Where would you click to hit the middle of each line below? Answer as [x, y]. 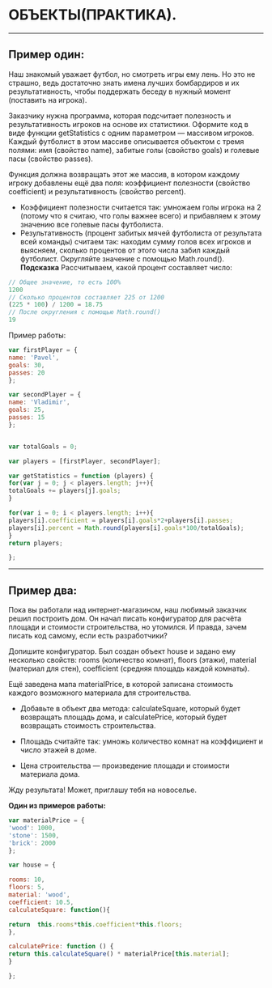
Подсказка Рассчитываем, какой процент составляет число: [126, 267]
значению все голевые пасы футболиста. [91, 224]
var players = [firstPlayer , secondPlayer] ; [85, 461]
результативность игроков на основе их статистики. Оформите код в [128, 124]
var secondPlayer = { [45, 395]
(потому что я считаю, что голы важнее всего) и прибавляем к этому [140, 215]
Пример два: [42, 590]
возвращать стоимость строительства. [88, 726]
